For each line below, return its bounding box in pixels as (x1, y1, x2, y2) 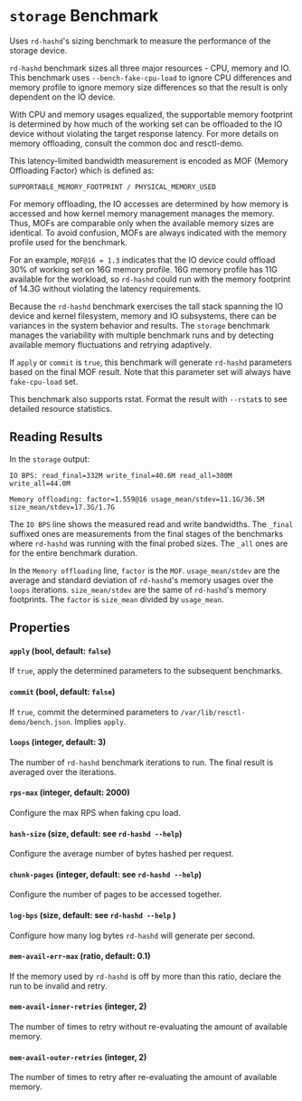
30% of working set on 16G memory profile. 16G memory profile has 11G (9, 263, 278, 274)
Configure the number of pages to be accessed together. (9, 889, 222, 900)
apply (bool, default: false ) (9, 645, 111, 656)
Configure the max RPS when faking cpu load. (9, 807, 181, 818)
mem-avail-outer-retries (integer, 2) (9, 1051, 147, 1062)
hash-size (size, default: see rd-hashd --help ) (9, 828, 183, 838)
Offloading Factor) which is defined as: (9, 165, 155, 176)
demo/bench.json (9, 717, 71, 727)
